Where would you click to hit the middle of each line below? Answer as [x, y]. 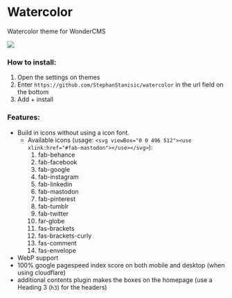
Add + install [35, 99]
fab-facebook [57, 162]
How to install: [32, 62]
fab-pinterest [57, 199]
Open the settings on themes [59, 78]
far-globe [51, 221]
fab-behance [56, 155]
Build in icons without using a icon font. [73, 132]
